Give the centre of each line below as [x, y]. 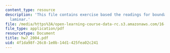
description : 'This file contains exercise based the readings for [78, 15]
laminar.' [20, 19]
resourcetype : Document [30, 33]
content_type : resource [30, 10]
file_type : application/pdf [35, 29]
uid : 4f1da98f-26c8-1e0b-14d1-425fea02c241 [52, 43]
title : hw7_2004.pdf [27, 38]
